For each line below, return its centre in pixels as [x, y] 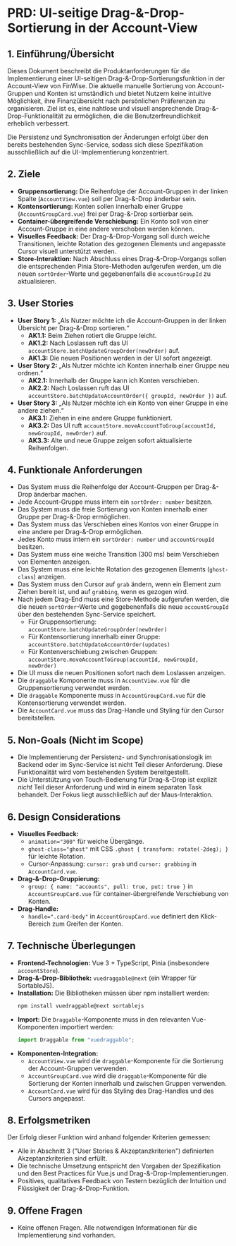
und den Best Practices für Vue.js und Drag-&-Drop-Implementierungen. [123, 1173]
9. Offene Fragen [45, 1210]
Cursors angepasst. [57, 1098]
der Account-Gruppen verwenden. [78, 1068]
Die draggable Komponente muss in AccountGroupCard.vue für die [112, 696]
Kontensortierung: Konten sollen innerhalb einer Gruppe [100, 206]
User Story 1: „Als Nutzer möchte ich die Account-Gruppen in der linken [122, 320]
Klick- [209, 917]
